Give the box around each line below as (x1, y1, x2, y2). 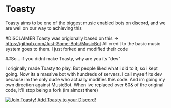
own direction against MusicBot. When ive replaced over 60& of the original (5, 82, 164, 88)
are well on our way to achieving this (5, 25, 82, 31)
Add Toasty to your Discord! (37, 97, 96, 103)
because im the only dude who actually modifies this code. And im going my (5, 76, 165, 82)
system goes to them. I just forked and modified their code (5, 46, 128, 52)
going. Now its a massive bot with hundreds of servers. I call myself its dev (5, 70, 162, 77)
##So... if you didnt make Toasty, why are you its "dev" (5, 55, 121, 61)
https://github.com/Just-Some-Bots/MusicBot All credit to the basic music (5, 40, 161, 46)
